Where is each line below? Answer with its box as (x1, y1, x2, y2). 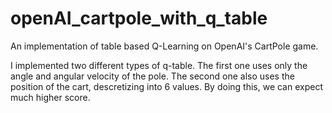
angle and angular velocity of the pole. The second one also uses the (10, 70, 295, 82)
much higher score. (10, 91, 91, 103)
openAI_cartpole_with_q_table (10, 7, 268, 30)
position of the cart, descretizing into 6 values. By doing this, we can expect (10, 80, 323, 92)
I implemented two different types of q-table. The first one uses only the (10, 59, 308, 71)
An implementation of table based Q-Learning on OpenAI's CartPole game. (10, 40, 319, 52)
